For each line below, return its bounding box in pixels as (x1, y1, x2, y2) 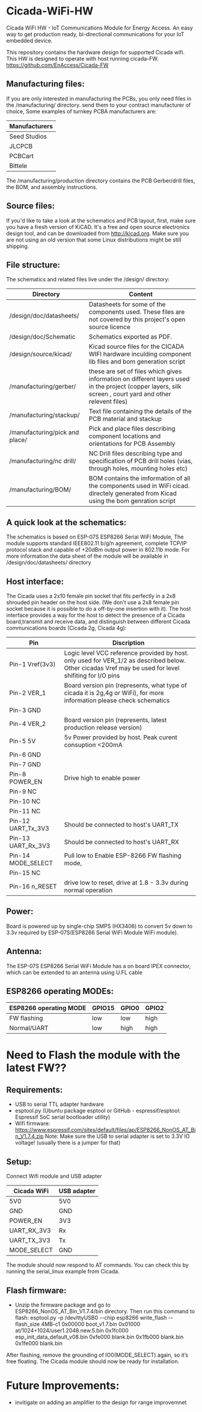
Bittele (9, 161, 28, 170)
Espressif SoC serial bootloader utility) (14, 1113, 111, 1121)
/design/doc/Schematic (9, 333, 76, 341)
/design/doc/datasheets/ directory (6, 559, 91, 566)
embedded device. (6, 37, 53, 44)
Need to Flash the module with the (6, 1048, 180, 1061)
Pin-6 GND (9, 751, 41, 758)
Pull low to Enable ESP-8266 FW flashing (64, 851, 182, 860)
